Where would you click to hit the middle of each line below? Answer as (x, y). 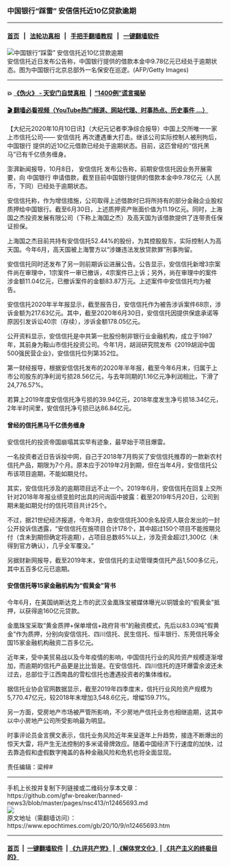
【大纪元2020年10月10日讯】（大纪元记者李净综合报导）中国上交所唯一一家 (112, 129)
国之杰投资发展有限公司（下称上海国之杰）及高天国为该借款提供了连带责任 (112, 218)
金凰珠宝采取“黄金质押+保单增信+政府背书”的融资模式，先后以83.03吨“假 (110, 625)
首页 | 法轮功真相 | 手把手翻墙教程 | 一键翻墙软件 (83, 36)
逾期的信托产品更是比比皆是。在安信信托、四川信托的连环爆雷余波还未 (124, 665)
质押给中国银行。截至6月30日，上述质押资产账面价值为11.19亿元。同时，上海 (115, 209)
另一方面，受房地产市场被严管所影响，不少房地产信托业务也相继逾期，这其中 (115, 712)
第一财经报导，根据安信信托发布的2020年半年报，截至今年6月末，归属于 (110, 368)
